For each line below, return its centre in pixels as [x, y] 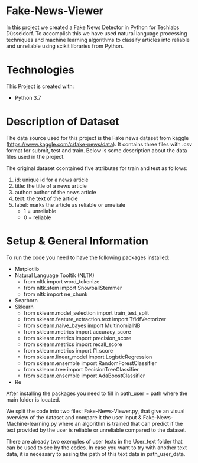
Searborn [26, 300]
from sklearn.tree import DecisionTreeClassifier [81, 369]
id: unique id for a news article [51, 180]
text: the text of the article [46, 198]
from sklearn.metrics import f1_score [68, 350]
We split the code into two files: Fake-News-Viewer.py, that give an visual [95, 411]
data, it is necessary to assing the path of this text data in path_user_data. [96, 454]
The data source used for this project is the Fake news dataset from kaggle [98, 138]
